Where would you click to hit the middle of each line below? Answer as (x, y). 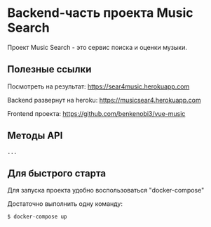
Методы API (35, 136)
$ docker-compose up (38, 217)
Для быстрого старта (57, 173)
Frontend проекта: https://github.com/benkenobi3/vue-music (96, 113)
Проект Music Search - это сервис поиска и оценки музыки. (97, 47)
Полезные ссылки (49, 69)
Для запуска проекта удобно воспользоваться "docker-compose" (106, 190)
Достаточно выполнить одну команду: (65, 204)
